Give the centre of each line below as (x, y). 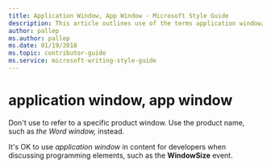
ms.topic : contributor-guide (57, 53)
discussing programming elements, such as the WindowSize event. (121, 155)
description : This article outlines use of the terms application (122, 23)
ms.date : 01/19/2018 (43, 46)
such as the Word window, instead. (67, 131)
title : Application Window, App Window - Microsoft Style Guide (119, 16)
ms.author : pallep (39, 38)
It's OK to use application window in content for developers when (117, 146)
